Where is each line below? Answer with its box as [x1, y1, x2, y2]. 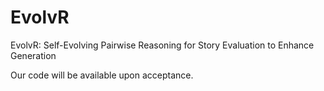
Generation [10, 49, 57, 61]
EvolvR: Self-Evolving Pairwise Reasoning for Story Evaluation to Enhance [10, 39, 315, 51]
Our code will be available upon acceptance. [10, 69, 194, 81]
